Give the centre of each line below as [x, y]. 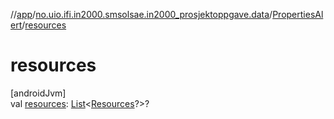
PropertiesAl [298, 14]
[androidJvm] [38, 93]
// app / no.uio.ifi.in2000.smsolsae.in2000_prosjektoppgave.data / [141, 14]
